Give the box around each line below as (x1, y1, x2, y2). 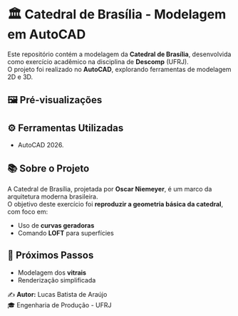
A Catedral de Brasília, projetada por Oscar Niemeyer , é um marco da (7, 184, 212, 193)
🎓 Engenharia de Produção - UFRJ (7, 300, 112, 309)
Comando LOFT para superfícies (17, 228, 114, 237)
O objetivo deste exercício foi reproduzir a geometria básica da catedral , (7, 199, 223, 208)
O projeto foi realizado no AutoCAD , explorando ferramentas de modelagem (7, 65, 232, 73)
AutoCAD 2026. (17, 141, 64, 149)
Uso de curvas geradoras (17, 221, 95, 229)
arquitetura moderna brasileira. (7, 192, 98, 201)
